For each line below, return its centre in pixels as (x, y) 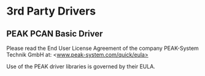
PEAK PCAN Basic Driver (55, 34)
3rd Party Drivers (51, 11)
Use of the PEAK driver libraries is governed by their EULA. (81, 66)
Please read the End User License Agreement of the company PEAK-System (103, 48)
